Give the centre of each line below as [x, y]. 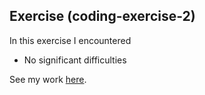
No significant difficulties [75, 60]
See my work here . [48, 79]
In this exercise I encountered [70, 40]
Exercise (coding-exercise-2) [102, 16]
